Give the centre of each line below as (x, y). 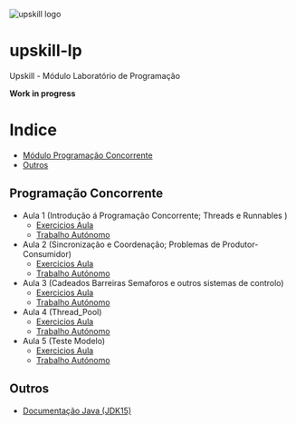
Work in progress (43, 93)
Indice (33, 130)
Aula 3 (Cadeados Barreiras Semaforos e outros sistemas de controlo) (153, 282)
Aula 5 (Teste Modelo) (64, 341)
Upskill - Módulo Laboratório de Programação (95, 75)
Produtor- (240, 244)
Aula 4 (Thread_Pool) (62, 311)
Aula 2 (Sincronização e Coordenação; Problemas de (121, 244)
